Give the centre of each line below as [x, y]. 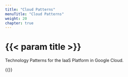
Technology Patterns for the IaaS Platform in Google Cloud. [64, 61]
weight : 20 [16, 18]
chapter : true [19, 23]
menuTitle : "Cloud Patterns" [35, 14]
